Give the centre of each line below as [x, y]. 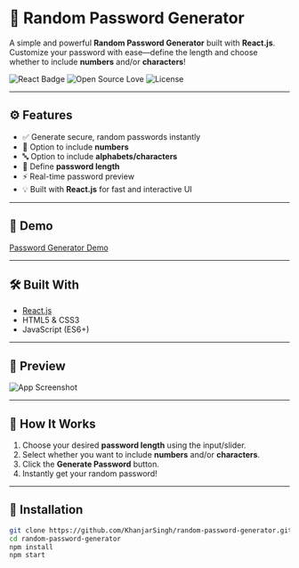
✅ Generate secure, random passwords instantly [111, 136]
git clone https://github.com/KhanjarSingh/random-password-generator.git [151, 530]
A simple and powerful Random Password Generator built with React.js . [142, 43]
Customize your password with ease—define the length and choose [133, 52]
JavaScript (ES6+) [56, 329]
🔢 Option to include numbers [75, 147]
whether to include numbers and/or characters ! [97, 61]
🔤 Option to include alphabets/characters [100, 156]
